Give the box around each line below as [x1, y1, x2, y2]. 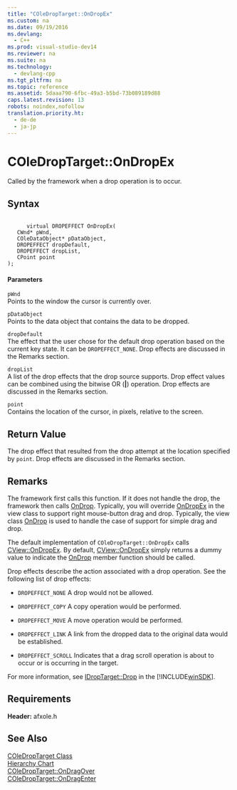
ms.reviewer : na [7, 51, 56, 58]
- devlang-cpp [14, 70, 56, 77]
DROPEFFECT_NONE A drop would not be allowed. [17, 589, 154, 597]
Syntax [7, 197, 40, 210]
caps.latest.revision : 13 [7, 97, 84, 104]
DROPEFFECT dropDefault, [16, 241, 91, 249]
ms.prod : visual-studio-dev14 [7, 43, 98, 51]
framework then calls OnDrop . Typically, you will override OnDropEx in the [7, 502, 225, 510]
